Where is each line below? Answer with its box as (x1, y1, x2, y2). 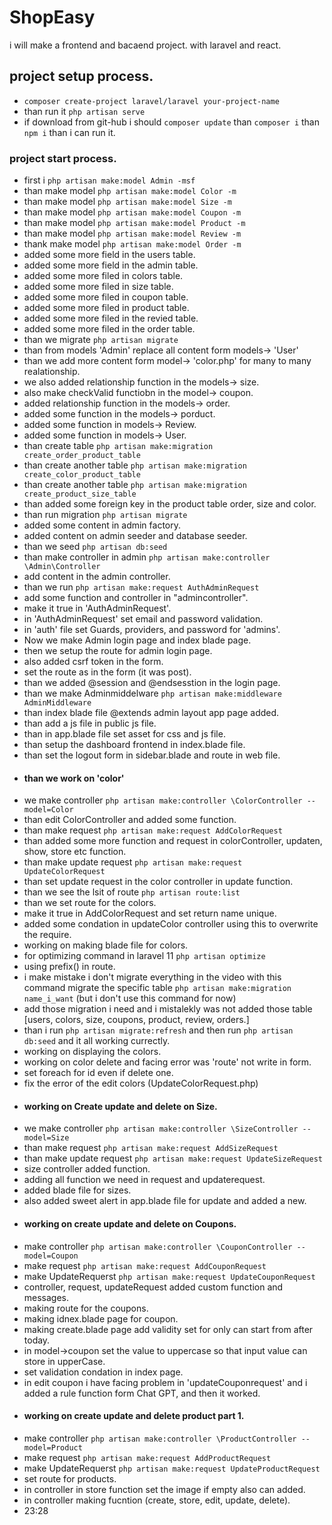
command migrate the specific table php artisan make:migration (23, 982, 292, 994)
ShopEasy (9, 6, 96, 29)
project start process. (9, 151, 117, 165)
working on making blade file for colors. (23, 939, 189, 951)
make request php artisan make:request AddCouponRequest (23, 1259, 267, 1271)
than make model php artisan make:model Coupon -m (23, 206, 242, 218)
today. (23, 1334, 51, 1346)
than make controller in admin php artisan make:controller (23, 551, 271, 563)
